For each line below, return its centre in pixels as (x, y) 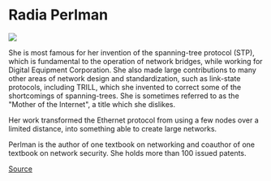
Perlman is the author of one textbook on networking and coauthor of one (132, 144)
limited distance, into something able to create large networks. (113, 128)
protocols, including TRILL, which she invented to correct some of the (125, 87)
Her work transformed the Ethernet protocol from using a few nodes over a (134, 120)
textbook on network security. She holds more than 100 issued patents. (127, 153)
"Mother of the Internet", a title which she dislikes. (92, 104)
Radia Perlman (58, 15)
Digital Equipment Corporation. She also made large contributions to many (133, 70)
